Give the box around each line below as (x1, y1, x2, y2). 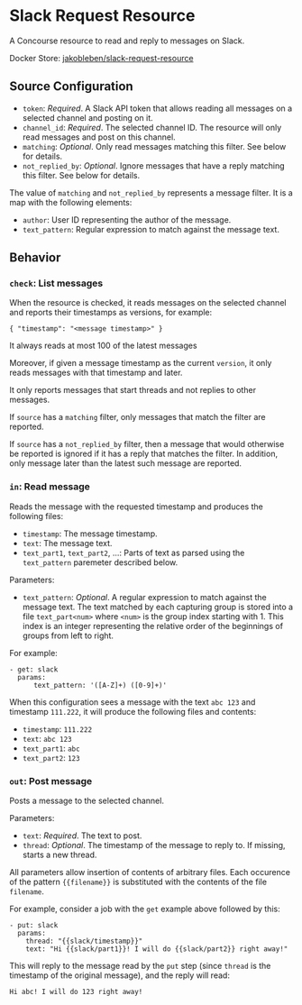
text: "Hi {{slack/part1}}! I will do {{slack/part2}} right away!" (25, 945, 288, 954)
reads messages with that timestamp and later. (9, 367, 183, 379)
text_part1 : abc (22, 743, 80, 754)
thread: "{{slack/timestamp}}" (25, 936, 143, 946)
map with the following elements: (9, 196, 133, 207)
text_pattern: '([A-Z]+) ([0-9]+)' (32, 681, 168, 690)
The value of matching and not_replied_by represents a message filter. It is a (9, 187, 293, 198)
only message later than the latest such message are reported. (9, 458, 242, 469)
